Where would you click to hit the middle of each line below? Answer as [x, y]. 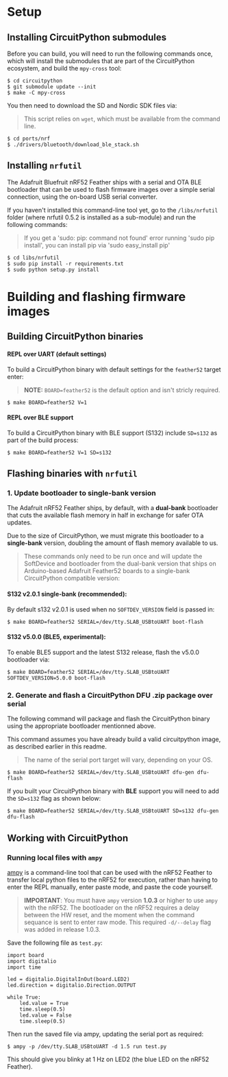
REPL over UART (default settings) [57, 354]
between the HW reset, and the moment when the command [109, 915]
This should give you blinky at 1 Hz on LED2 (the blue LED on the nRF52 [108, 1059]
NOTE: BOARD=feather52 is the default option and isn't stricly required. [122, 390]
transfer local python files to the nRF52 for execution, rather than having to [112, 880]
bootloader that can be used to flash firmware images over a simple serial [111, 189]
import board [26, 955]
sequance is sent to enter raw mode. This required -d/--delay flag [117, 922]
